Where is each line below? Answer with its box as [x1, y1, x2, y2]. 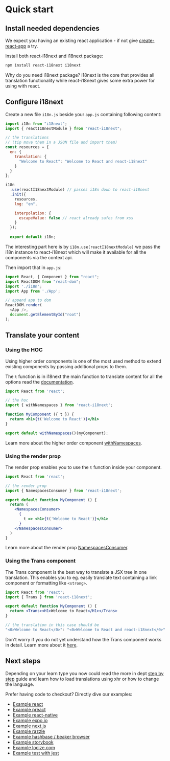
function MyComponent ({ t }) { [5, 412, 74, 417]
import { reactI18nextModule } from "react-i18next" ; [5, 126, 123, 131]
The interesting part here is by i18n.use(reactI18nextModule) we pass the [5, 243, 161, 250]
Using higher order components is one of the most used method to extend [5, 358, 162, 364]
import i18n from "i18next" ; [5, 121, 67, 126]
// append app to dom [5, 298, 52, 303]
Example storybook [12, 739, 54, 745]
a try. [27, 43, 38, 49]
